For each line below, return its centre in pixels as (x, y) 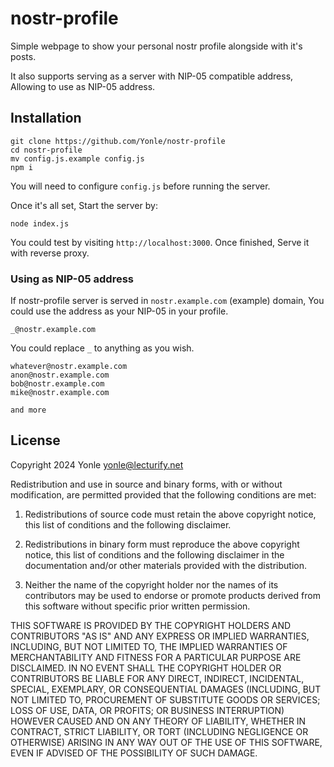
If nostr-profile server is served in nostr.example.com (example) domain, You (167, 301)
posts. (23, 56)
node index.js (40, 223)
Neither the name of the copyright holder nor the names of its (151, 584)
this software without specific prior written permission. (137, 606)
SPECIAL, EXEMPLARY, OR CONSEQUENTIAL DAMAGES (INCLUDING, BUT (166, 689)
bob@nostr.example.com (57, 384)
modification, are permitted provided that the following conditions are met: (163, 494)
